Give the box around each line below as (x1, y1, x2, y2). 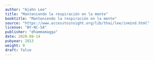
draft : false (5, 47, 32, 52)
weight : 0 (5, 43, 25, 48)
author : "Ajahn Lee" (5, 7, 47, 12)
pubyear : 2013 (5, 39, 34, 44)
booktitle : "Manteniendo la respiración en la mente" (5, 16, 117, 21)
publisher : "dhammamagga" (5, 30, 58, 34)
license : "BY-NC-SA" (5, 25, 47, 30)
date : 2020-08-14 (5, 34, 41, 39)
